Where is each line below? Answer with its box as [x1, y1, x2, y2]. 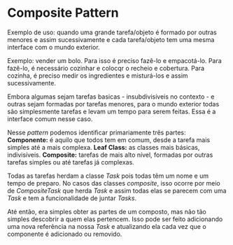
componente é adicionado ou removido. [7, 230, 122, 238]
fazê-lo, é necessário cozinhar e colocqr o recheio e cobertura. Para [7, 64, 205, 72]
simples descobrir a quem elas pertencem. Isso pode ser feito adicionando [7, 215, 223, 223]
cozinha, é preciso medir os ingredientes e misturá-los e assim [7, 71, 188, 80]
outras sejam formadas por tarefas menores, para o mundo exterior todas [7, 99, 220, 108]
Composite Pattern [7, 5, 119, 21]
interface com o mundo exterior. [7, 43, 100, 51]
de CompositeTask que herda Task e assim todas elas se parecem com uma [7, 186, 227, 195]
